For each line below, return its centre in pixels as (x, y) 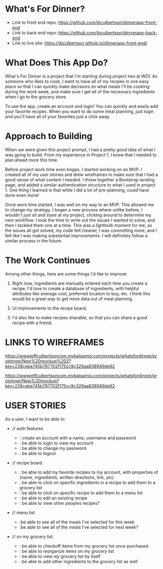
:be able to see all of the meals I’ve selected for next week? (79, 527)
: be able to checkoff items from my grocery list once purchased (84, 546)
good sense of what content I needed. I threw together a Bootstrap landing (80, 180)
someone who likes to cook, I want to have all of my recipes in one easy (77, 81)
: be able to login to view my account (56, 443)
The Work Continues (48, 260)
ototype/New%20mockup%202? (38, 361)
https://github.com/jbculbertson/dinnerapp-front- (108, 22)
